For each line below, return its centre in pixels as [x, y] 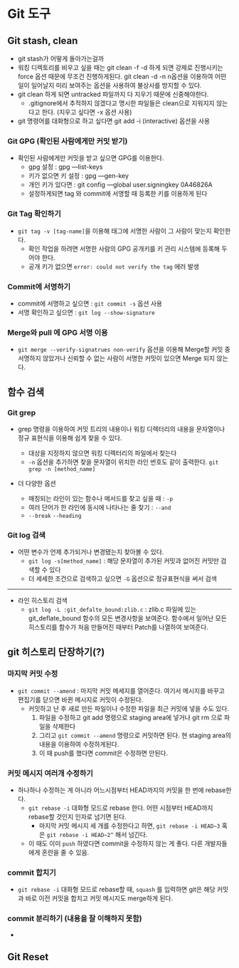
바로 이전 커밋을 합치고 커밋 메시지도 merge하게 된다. [99, 898]
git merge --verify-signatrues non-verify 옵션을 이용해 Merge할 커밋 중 [124, 350]
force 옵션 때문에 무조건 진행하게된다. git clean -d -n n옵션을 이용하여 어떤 [122, 76]
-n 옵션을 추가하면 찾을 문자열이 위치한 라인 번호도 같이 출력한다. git [123, 462]
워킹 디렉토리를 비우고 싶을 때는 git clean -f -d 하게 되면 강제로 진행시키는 [120, 67]
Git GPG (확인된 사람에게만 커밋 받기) [68, 141]
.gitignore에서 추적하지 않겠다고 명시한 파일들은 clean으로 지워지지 [121, 103]
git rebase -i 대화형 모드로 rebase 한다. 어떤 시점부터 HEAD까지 [121, 808]
